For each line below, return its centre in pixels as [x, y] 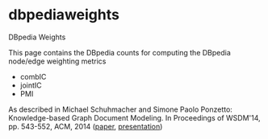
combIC [33, 76]
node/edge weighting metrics [57, 61]
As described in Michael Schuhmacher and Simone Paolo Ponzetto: [120, 109]
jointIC [31, 85]
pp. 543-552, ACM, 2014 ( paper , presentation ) [86, 126]
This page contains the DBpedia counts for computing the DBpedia [120, 52]
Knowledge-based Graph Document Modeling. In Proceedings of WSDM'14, [134, 117]
